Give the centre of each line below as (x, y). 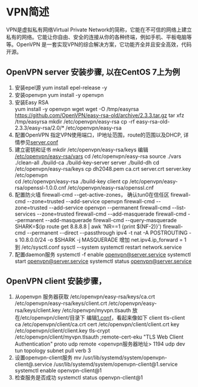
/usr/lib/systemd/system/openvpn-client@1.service (115, 364)
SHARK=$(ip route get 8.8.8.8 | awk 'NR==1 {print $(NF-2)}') (88, 226)
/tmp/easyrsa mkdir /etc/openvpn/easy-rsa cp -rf (75, 121)
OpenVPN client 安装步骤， (56, 281)
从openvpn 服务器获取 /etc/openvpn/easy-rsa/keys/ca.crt (85, 297)
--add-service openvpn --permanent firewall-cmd (110, 207)
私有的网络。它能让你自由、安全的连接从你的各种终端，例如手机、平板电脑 (96, 37)
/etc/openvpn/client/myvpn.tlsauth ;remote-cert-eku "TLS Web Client (99, 337)
